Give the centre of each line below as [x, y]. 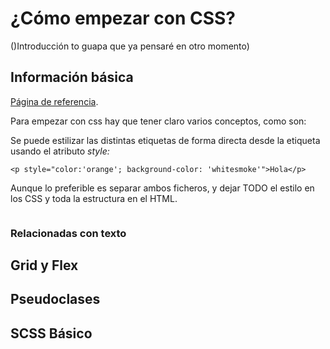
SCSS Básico [51, 333]
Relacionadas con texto [68, 233]
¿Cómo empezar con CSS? [123, 18]
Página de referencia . [54, 101]
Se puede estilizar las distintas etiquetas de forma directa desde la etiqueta [165, 140]
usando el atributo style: [60, 151]
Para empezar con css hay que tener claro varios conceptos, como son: [158, 121]
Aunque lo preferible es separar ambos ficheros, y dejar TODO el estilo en [162, 188]
